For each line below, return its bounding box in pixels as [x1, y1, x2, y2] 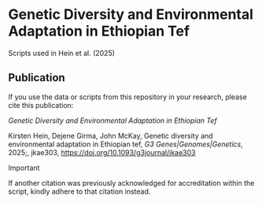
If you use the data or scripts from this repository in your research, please [8, 92, 248, 102]
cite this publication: [8, 100, 74, 109]
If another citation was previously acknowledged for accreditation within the [8, 178, 255, 187]
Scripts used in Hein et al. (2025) [8, 48, 116, 57]
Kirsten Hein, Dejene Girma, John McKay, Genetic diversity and [8, 131, 214, 140]
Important [8, 163, 40, 172]
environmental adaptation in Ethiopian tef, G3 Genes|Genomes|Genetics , [8, 139, 244, 149]
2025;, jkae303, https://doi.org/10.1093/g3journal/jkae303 [8, 147, 196, 157]
